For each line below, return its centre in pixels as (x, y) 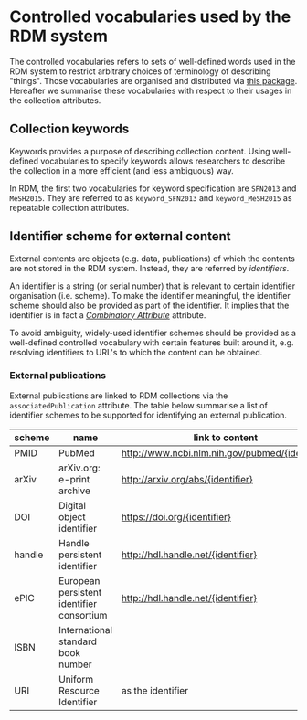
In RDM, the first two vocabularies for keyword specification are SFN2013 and (153, 188)
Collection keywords (69, 129)
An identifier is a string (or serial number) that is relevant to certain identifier (153, 286)
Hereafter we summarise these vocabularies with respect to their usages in (151, 90)
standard (78, 641)
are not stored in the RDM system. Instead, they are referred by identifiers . (149, 268)
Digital (73, 505)
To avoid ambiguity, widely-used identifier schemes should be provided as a (153, 333)
